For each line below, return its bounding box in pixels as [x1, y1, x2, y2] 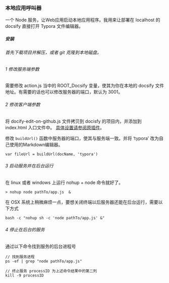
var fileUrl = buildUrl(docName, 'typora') [5, 152, 98, 157]
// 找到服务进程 [5, 254, 35, 260]
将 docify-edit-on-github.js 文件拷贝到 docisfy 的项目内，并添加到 [5, 118, 142, 124]
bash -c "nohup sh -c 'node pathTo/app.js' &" [5, 215, 105, 220]
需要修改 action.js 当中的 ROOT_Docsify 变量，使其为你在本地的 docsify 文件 [5, 82, 164, 89]
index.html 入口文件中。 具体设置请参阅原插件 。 [5, 124, 105, 130]
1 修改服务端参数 [5, 66, 39, 72]
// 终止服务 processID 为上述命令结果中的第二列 [5, 269, 97, 274]
